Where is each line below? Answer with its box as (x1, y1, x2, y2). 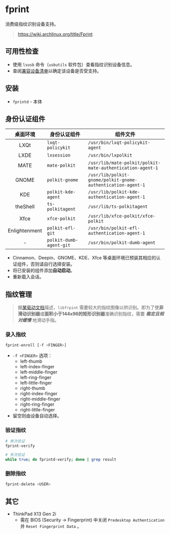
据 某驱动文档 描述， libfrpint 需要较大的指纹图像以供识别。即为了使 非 (17, 304, 164, 311)
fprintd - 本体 (12, 98, 42, 104)
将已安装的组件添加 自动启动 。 (12, 268, 75, 274)
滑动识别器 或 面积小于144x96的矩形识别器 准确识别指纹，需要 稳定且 (17, 311, 160, 317)
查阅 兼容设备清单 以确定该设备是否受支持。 (12, 67, 102, 74)
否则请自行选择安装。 (30, 261, 75, 267)
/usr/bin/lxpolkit (88, 152, 133, 158)
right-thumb (20, 385, 46, 391)
